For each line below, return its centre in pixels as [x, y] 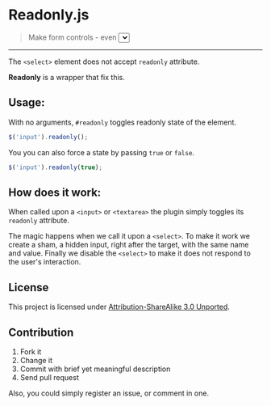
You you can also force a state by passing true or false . [102, 152]
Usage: [27, 103]
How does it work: [55, 192]
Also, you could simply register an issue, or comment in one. [109, 393]
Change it [36, 360]
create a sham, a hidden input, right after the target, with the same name [129, 245]
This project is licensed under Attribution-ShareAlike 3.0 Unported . [119, 307]
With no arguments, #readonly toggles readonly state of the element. [122, 122]
